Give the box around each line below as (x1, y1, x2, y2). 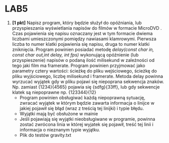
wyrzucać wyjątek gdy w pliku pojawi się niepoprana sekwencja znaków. (12, 79, 164, 85)
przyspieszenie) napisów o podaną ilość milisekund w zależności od (12, 57, 155, 63)
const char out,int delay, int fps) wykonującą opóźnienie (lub (12, 51, 139, 58)
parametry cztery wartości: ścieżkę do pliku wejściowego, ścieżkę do (12, 67, 157, 74)
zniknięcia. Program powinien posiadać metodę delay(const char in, (12, 46, 154, 52)
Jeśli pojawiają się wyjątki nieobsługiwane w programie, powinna (19, 116, 155, 122)
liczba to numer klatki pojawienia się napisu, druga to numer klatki (12, 41, 150, 47)
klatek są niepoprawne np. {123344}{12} (12, 89, 97, 95)
